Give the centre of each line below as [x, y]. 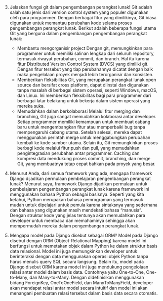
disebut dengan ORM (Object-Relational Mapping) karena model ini [78, 241]
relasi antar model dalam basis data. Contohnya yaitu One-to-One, [77, 272]
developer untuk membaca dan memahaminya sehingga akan [72, 220]
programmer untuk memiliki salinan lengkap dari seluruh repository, [86, 53]
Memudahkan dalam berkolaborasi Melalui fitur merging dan [78, 111]
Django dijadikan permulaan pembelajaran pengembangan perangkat [80, 178]
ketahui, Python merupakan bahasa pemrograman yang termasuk [76, 199]
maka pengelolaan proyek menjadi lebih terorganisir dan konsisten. [85, 74]
